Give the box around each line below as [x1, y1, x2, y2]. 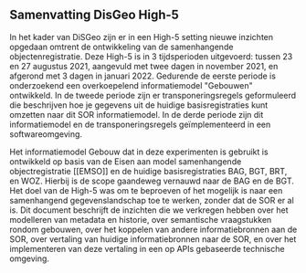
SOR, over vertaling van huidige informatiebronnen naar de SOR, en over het [9, 233, 297, 245]
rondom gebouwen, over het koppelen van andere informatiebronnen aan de [9, 224, 298, 235]
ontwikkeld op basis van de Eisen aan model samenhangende [9, 155, 242, 167]
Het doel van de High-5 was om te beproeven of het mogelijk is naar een [9, 184, 283, 195]
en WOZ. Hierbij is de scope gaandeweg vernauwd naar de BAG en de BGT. [9, 175, 294, 186]
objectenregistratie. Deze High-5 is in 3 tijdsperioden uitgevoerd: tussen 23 [9, 50, 293, 62]
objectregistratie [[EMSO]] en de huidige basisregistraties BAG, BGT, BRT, [9, 165, 288, 176]
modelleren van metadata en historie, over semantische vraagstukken [9, 214, 272, 225]
